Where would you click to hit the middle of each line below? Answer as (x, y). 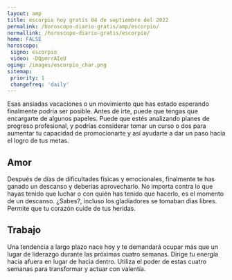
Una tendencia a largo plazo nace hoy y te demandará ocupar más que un (113, 247)
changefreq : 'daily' (40, 84)
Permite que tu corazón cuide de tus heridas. (72, 209)
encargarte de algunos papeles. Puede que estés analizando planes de (108, 119)
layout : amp (24, 13)
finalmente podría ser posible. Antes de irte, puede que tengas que (103, 111)
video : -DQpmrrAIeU (38, 59)
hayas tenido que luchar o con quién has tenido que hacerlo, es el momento (115, 194)
